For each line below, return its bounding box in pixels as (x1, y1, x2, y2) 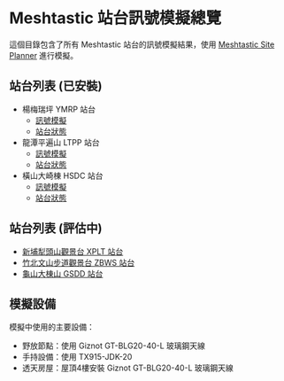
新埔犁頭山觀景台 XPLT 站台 (21, 245, 124, 257)
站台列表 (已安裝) (9, 79, 103, 94)
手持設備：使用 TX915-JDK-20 (21, 352, 133, 362)
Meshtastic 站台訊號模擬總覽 (9, 8, 222, 28)
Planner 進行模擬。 (9, 50, 79, 60)
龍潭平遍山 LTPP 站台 (21, 136, 100, 147)
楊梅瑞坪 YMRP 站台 (21, 104, 96, 114)
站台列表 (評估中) (9, 221, 103, 236)
